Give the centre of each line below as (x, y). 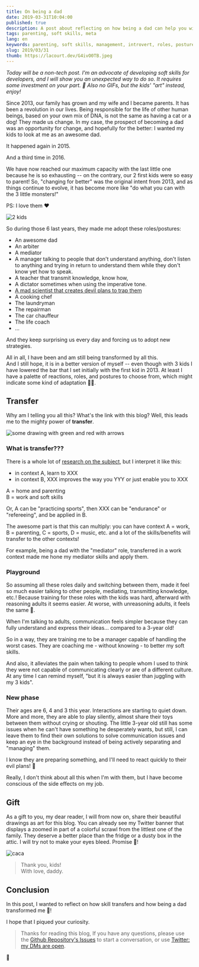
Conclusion (28, 890)
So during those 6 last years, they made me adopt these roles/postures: (94, 228)
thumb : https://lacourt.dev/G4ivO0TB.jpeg (59, 56)
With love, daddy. (42, 871)
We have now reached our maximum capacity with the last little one (89, 169)
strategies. (19, 346)
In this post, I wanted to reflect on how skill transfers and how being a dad (96, 904)
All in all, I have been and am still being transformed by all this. (82, 357)
